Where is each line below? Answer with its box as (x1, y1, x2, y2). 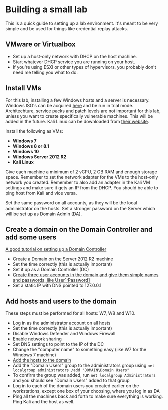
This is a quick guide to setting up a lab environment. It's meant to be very (5, 20, 158, 26)
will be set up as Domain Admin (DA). (5, 211, 82, 217)
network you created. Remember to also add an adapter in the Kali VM (5, 179, 150, 185)
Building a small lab (5, 4, 88, 15)
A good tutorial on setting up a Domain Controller (5, 246, 107, 252)
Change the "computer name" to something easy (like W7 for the (12, 347, 147, 353)
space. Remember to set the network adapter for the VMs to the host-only (5, 174, 158, 180)
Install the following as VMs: (5, 128, 64, 134)
